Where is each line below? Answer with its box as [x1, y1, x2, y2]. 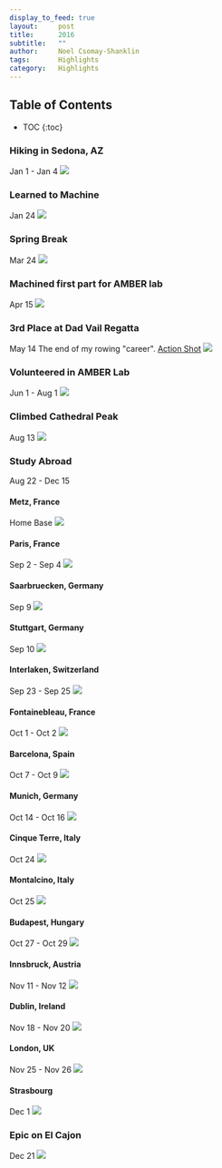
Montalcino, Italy [9, 874, 75, 885]
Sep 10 [9, 643, 35, 654]
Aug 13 [9, 432, 35, 443]
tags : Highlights [9, 55, 100, 64]
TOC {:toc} [22, 122, 63, 132]
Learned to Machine [9, 188, 100, 200]
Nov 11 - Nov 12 [9, 980, 67, 991]
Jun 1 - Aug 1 [9, 387, 58, 399]
